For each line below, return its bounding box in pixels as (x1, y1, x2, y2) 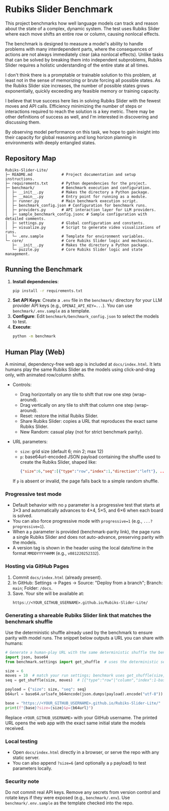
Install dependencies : (12, 278, 59, 284)
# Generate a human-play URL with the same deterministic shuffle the (5, 650, 156, 655)
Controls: (12, 382, 32, 388)
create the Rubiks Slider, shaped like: (20, 459, 97, 465)
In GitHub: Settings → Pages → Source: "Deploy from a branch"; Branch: (12, 580, 163, 586)
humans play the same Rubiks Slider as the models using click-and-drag (5, 366, 155, 372)
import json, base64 (5, 654, 49, 660)
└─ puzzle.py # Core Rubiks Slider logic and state (12, 247, 143, 252)
